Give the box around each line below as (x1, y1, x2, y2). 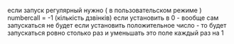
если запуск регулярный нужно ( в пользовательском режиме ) (7, 6, 202, 14)
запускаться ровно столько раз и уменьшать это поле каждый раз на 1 (7, 28, 224, 37)
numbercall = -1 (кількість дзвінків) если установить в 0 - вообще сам (7, 13, 219, 22)
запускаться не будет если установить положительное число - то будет (7, 21, 227, 29)
